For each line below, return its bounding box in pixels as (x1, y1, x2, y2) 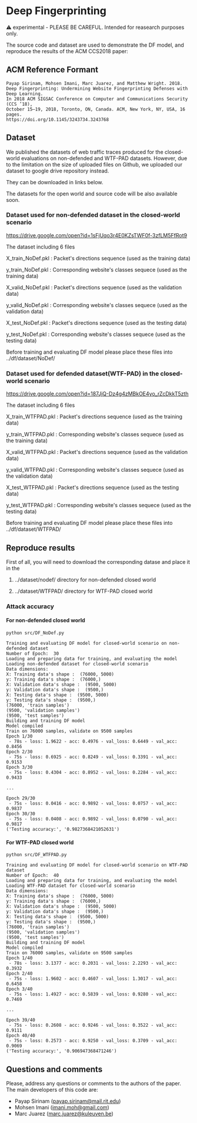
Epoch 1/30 (6, 733, 33, 739)
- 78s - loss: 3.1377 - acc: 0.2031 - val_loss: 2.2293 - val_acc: (8, 961, 178, 967)
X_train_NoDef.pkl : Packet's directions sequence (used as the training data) (6, 254, 191, 262)
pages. (6, 111, 22, 117)
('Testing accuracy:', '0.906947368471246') (6, 1048, 117, 1055)
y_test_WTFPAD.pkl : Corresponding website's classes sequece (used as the (6, 502, 192, 509)
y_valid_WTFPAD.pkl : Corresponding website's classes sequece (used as (6, 466, 184, 474)
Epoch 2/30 (6, 749, 33, 755)
